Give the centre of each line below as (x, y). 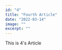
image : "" (16, 24)
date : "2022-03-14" (26, 19)
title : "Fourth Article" (31, 15)
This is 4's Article (23, 43)
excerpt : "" (18, 29)
